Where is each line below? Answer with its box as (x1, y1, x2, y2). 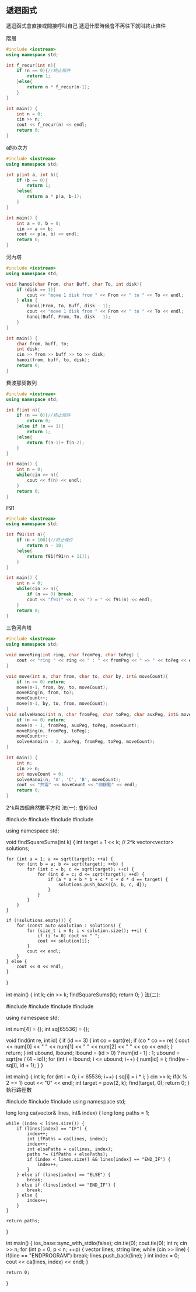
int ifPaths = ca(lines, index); (27, 1136, 108, 1142)
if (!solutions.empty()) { (6, 918, 72, 924)
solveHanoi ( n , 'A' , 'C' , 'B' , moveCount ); (16, 776, 121, 783)
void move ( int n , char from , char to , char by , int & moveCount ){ (6, 673, 169, 679)
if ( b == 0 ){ (16, 177, 48, 183)
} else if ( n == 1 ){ (16, 423, 64, 429)
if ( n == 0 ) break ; (27, 591, 75, 597)
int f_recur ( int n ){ (6, 62, 57, 68)
